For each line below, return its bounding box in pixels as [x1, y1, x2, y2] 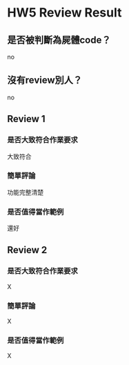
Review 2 [7, 244, 48, 256]
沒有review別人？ [7, 75, 83, 86]
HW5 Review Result [7, 5, 122, 21]
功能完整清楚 [7, 188, 43, 196]
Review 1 [7, 113, 46, 125]
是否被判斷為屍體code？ [7, 34, 111, 46]
